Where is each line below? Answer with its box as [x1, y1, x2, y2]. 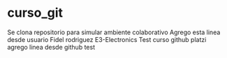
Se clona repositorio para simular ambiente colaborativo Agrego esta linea [7, 28, 221, 36]
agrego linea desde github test [7, 43, 96, 51]
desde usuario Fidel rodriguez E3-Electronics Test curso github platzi [7, 35, 207, 43]
